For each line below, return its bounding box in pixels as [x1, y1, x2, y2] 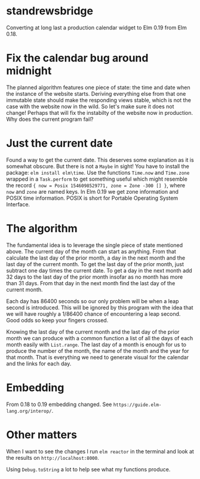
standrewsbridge [6, 4, 94, 18]
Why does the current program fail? [6, 115, 94, 123]
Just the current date [6, 136, 113, 150]
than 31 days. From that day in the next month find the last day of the [6, 279, 176, 286]
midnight [6, 64, 52, 78]
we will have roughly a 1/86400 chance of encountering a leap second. [6, 310, 181, 318]
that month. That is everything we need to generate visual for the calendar [6, 353, 189, 361]
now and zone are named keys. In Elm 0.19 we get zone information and [6, 188, 179, 195]
